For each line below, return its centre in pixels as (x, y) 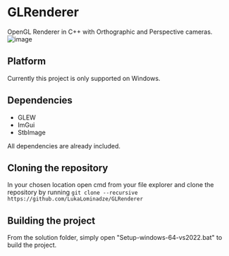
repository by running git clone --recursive (73, 192)
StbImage (31, 132)
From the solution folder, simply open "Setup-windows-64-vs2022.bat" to (115, 238)
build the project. (32, 245)
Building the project (51, 220)
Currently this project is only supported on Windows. (84, 78)
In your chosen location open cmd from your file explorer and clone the (111, 185)
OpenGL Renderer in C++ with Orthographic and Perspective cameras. (110, 32)
